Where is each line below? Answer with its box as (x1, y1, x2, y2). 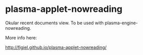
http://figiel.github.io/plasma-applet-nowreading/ (5, 44, 107, 50)
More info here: (5, 35, 37, 41)
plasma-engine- (104, 20, 138, 26)
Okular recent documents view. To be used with (5, 20, 104, 26)
